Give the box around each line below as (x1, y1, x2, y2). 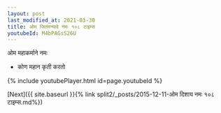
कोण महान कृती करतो (17, 63, 66, 71)
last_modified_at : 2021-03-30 (7, 17, 96, 24)
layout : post (7, 10, 45, 17)
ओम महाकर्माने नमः (7, 49, 48, 57)
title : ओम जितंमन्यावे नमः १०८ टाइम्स (7, 23, 96, 30)
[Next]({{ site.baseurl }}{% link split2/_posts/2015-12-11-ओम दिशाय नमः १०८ (7, 90, 215, 98)
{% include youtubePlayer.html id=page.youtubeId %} (7, 77, 163, 85)
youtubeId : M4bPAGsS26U (7, 29, 77, 37)
